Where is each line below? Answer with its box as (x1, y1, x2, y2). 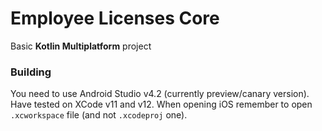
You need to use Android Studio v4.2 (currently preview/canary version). (10, 88, 310, 100)
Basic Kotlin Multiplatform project (10, 40, 152, 52)
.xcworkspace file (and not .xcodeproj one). (10, 109, 188, 121)
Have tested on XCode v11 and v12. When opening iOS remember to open (10, 98, 313, 111)
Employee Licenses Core (10, 7, 220, 30)
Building (10, 65, 52, 79)
